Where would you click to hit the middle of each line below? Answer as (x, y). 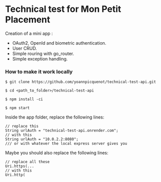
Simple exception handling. (40, 59)
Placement (28, 20)
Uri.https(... (20, 166)
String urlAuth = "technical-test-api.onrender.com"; (62, 131)
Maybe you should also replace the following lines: (57, 153)
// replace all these (27, 162)
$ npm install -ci (24, 99)
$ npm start (17, 108)
